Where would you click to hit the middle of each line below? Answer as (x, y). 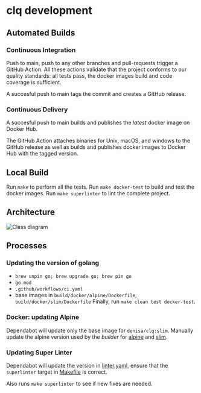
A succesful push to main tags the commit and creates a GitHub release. (96, 93)
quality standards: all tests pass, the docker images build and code (89, 75)
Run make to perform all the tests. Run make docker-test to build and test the (101, 187)
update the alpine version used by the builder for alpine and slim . (87, 337)
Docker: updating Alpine (43, 317)
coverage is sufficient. (34, 82)
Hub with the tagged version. (42, 154)
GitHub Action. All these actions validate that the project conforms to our (97, 69)
